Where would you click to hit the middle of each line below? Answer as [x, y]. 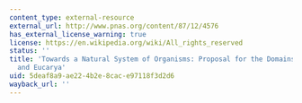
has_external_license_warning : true [78, 34]
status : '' [30, 51]
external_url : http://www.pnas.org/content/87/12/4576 [114, 26]
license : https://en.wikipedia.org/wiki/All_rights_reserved [126, 43]
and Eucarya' [42, 68]
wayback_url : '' [40, 84]
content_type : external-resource [72, 17]
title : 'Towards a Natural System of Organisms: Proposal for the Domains [152, 59]
